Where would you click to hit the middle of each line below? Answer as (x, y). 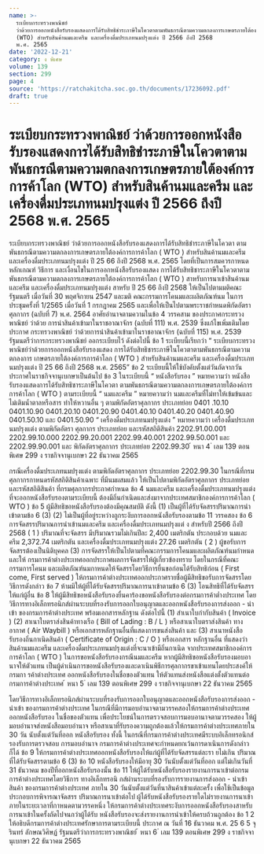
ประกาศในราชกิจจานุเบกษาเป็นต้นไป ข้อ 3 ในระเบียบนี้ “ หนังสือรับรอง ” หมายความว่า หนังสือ (130, 376)
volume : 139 (28, 67)
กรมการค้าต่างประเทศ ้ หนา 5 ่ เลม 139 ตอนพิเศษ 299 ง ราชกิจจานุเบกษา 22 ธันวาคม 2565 (131, 684)
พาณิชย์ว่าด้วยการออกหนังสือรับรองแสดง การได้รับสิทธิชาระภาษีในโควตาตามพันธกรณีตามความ (130, 349)
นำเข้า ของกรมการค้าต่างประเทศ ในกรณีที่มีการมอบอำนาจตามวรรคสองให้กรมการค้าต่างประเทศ (129, 708)
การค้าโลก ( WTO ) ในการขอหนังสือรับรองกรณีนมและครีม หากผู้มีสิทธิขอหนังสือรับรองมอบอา (130, 657)
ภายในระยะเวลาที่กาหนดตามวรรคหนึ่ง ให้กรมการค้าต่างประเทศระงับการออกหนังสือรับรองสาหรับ (131, 806)
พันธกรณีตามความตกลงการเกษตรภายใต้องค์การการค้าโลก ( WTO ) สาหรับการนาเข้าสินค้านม (129, 279)
